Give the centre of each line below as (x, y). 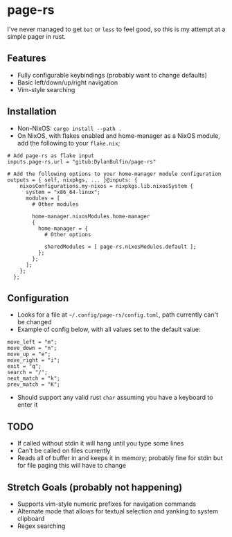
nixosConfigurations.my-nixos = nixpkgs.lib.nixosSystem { (107, 186)
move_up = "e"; (29, 354)
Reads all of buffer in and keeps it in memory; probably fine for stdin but (120, 458)
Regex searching (41, 526)
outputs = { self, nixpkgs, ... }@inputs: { (72, 180)
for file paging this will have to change (72, 466)
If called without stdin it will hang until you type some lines (100, 443)
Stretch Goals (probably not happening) (95, 487)
